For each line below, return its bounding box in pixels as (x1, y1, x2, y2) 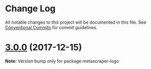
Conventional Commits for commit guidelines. (5, 24, 97, 30)
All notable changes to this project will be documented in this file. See (5, 19, 147, 25)
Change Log (5, 3, 56, 14)
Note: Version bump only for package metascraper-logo (5, 58, 119, 64)
